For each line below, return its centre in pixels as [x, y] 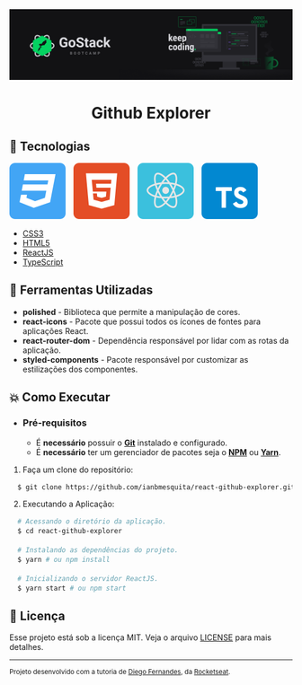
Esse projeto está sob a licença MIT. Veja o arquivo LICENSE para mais [141, 637]
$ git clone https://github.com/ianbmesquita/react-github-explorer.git [156, 487]
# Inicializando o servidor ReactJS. [88, 578]
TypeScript [43, 262]
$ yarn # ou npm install [64, 559]
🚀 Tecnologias [50, 146]
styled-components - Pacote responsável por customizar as [135, 359]
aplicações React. [55, 330]
